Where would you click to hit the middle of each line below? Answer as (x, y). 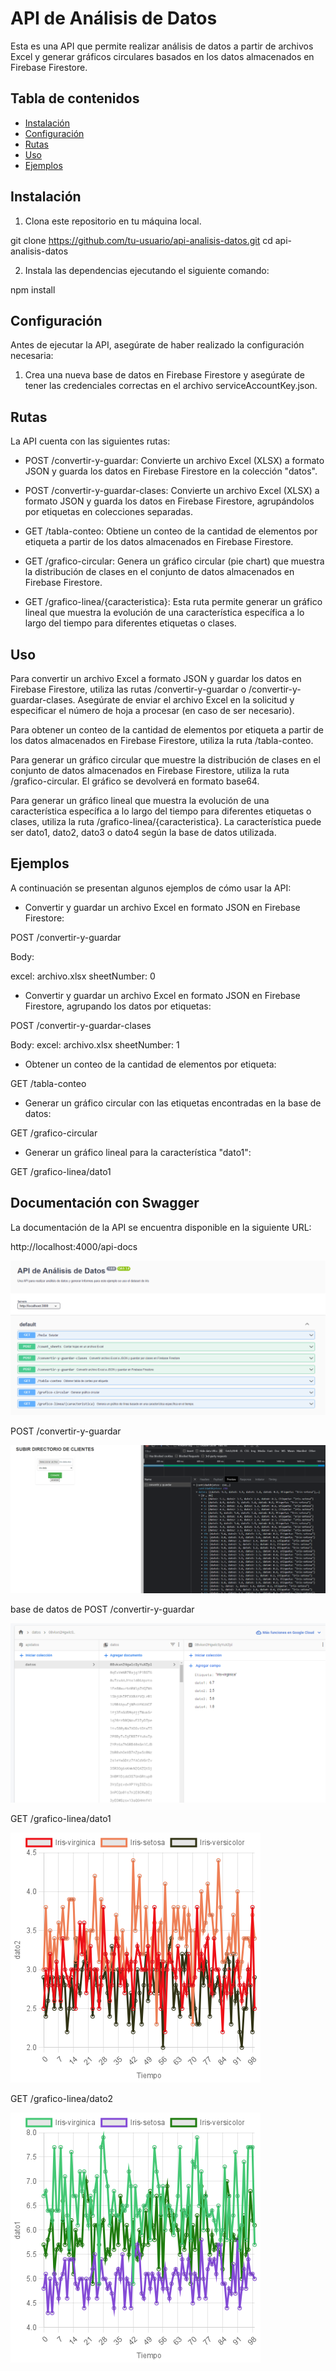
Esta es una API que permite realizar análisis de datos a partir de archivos (162, 46)
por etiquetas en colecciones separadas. (108, 512)
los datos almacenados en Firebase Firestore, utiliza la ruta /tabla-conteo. (162, 740)
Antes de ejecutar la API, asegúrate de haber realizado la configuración (157, 345)
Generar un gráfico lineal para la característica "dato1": (138, 1152)
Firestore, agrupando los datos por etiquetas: (118, 1006)
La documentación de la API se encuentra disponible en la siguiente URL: (161, 1227)
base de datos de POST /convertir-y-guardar (102, 1609)
